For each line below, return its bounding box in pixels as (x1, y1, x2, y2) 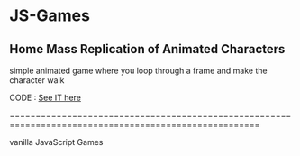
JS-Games (9, 5, 90, 26)
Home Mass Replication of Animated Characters (9, 41, 286, 57)
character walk (9, 75, 65, 86)
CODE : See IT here (9, 92, 81, 103)
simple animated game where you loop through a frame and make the (9, 65, 268, 76)
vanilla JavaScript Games (9, 137, 104, 147)
